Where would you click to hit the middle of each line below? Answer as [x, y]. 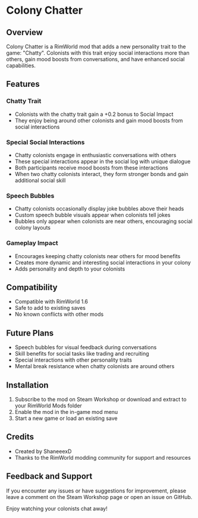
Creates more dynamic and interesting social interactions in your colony [103, 262]
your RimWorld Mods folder [48, 406]
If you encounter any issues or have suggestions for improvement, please [96, 491]
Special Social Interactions [45, 142]
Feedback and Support [49, 476]
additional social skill [40, 180]
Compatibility [32, 287]
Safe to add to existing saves [50, 308]
